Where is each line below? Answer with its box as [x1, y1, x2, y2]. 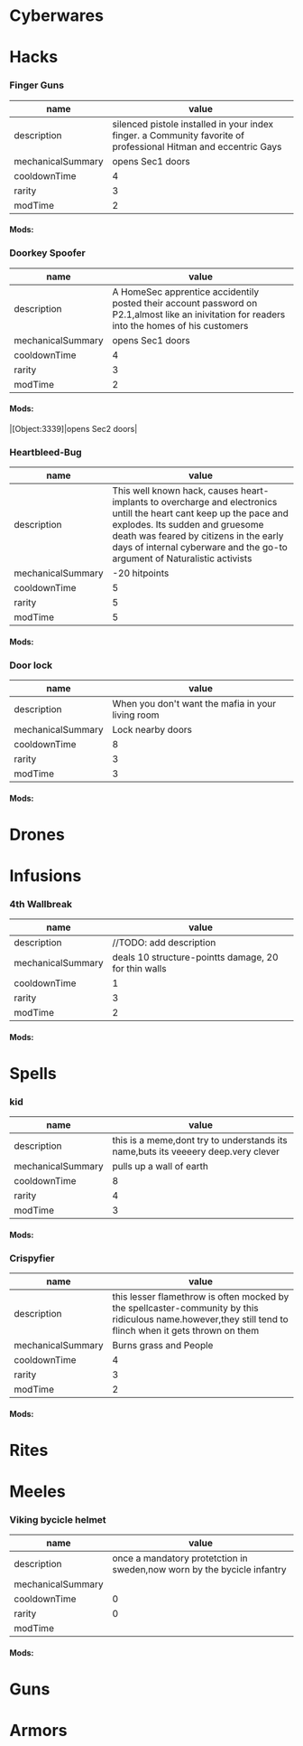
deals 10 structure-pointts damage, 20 [112, 951, 279, 963]
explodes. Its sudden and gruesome [112, 519, 264, 531]
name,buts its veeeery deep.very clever [112, 1145, 280, 1158]
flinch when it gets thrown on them [112, 1325, 260, 1338]
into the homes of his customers [112, 319, 249, 332]
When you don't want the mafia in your [112, 697, 277, 709]
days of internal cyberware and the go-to [112, 541, 289, 554]
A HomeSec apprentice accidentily [112, 286, 260, 298]
